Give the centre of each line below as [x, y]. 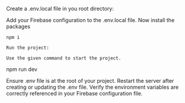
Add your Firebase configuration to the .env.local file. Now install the [90, 20]
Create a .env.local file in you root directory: [60, 9]
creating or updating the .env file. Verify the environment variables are [92, 87]
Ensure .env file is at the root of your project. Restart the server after [90, 81]
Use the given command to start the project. [64, 58]
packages [18, 26]
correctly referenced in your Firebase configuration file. [75, 93]
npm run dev [22, 69]
